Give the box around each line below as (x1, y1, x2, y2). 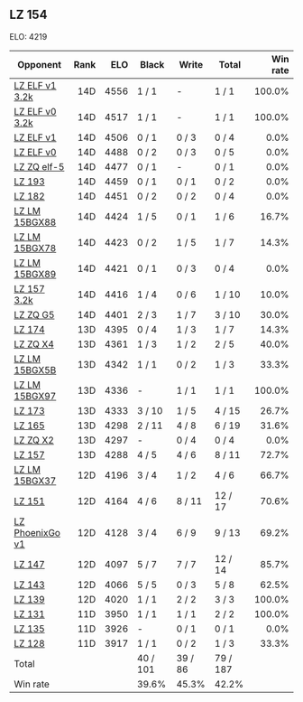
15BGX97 (14, 389, 57, 402)
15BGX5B (14, 363, 57, 376)
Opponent (17, 58, 61, 70)
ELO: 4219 (9, 31, 48, 42)
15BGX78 (14, 241, 57, 254)
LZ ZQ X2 (14, 434, 54, 446)
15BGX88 (14, 216, 57, 229)
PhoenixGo (14, 526, 61, 538)
